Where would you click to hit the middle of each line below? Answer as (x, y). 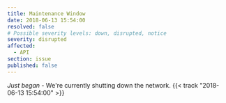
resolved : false (31, 26)
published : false (32, 65)
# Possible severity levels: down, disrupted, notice (87, 33)
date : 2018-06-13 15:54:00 (46, 20)
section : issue (29, 59)
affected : (22, 46)
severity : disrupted (37, 40)
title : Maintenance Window (46, 14)
